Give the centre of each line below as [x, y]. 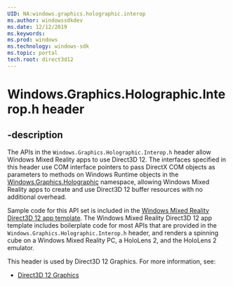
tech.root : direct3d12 [40, 60]
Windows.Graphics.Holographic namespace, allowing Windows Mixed [108, 182]
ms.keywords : [26, 33]
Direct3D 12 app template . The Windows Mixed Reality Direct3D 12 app [110, 218]
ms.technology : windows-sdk [48, 46]
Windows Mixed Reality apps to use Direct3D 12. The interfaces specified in [117, 160]
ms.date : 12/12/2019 [38, 27]
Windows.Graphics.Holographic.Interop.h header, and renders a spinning [113, 233]
